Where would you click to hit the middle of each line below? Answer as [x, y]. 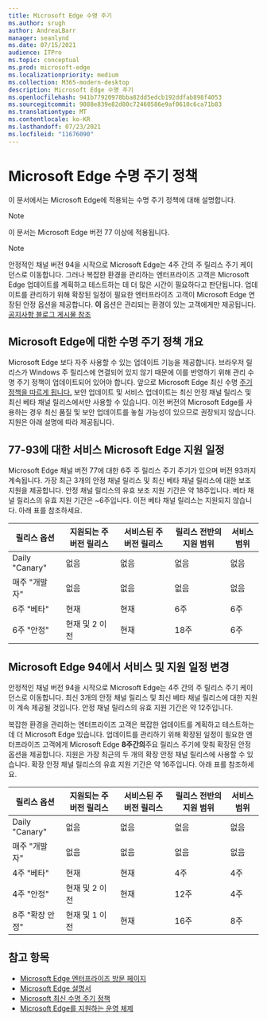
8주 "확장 [29, 915]
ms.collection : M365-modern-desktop [69, 82]
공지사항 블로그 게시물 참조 [50, 314]
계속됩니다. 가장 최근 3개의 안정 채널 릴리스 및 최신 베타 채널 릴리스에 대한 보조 [130, 481]
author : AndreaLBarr [43, 30]
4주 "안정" [31, 894]
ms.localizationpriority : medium [64, 75]
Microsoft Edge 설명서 [55, 988]
